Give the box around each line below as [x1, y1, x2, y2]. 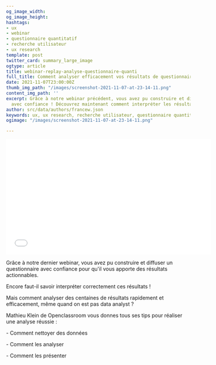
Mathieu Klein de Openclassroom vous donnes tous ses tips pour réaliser [6, 312, 183, 319]
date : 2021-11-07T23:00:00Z [6, 80, 75, 86]
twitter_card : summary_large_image [6, 57, 93, 63]
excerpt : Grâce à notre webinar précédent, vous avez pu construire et [6, 95, 184, 101]
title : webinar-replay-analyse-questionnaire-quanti [6, 69, 138, 74]
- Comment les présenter [6, 352, 67, 359]
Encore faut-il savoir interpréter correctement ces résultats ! [6, 283, 151, 290]
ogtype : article [6, 63, 46, 69]
